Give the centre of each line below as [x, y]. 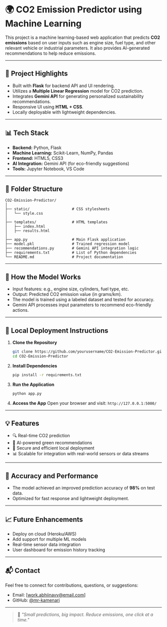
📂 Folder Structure [34, 189]
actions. [20, 310]
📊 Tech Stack [27, 133]
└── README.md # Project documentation [64, 257]
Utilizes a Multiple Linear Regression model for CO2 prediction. [78, 91]
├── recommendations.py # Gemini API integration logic [72, 249]
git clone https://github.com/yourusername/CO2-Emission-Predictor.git [88, 352]
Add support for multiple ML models [49, 539]
